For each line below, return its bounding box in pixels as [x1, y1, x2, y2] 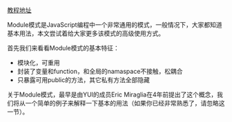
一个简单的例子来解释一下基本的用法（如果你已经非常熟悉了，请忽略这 [25, 99, 225, 107]
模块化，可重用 [17, 59, 60, 67]
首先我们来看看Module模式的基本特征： [7, 44, 119, 52]
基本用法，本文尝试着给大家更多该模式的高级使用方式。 [7, 30, 164, 37]
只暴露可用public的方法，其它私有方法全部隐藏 [17, 76, 150, 84]
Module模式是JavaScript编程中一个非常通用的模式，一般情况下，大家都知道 [7, 21, 222, 29]
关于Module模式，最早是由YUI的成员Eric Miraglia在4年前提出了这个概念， [7, 90, 217, 99]
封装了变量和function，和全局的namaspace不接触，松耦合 [17, 68, 183, 75]
